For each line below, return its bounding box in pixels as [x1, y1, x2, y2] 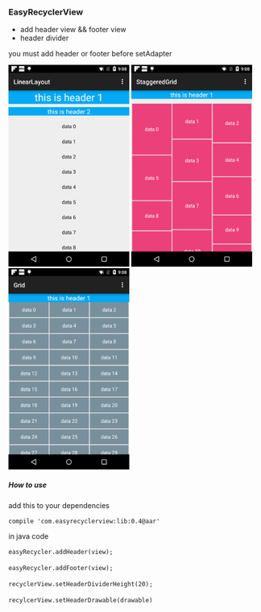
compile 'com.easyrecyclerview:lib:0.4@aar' [8, 517, 160, 525]
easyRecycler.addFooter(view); [8, 564, 114, 572]
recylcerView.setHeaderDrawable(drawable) [8, 596, 153, 604]
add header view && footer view [19, 25, 126, 35]
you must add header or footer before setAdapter [8, 49, 172, 59]
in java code [8, 531, 49, 541]
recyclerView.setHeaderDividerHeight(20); [8, 580, 153, 588]
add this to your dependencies [8, 500, 110, 510]
